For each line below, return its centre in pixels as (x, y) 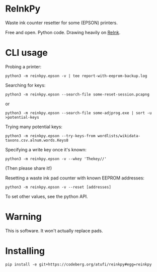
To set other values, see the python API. (47, 196)
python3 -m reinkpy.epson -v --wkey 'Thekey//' (56, 159)
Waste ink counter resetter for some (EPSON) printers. (62, 23)
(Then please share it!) (29, 168)
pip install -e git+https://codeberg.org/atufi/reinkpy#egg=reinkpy (78, 264)
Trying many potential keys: (34, 127)
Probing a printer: (23, 66)
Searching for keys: (25, 85)
